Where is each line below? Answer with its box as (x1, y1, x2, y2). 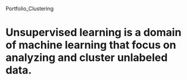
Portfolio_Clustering (5, 5, 54, 12)
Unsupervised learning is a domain (5, 26, 182, 39)
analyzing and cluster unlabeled (5, 51, 168, 65)
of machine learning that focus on (5, 39, 176, 52)
